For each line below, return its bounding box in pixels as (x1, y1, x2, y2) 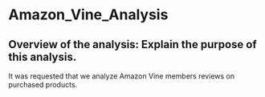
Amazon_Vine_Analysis (8, 6, 169, 24)
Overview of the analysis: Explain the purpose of (8, 38, 257, 51)
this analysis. (8, 50, 77, 63)
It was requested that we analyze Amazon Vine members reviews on (8, 71, 235, 81)
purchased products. (8, 80, 78, 89)
